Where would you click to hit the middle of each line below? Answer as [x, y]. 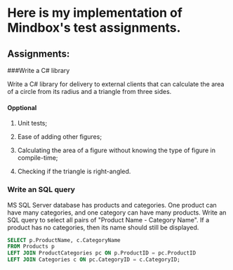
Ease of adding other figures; [60, 137]
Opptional [22, 107]
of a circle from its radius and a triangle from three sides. [89, 92]
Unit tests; [32, 123]
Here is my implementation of [95, 13]
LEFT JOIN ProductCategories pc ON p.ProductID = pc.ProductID [102, 253]
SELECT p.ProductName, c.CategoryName [64, 240]
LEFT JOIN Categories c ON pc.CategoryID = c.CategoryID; [94, 260]
